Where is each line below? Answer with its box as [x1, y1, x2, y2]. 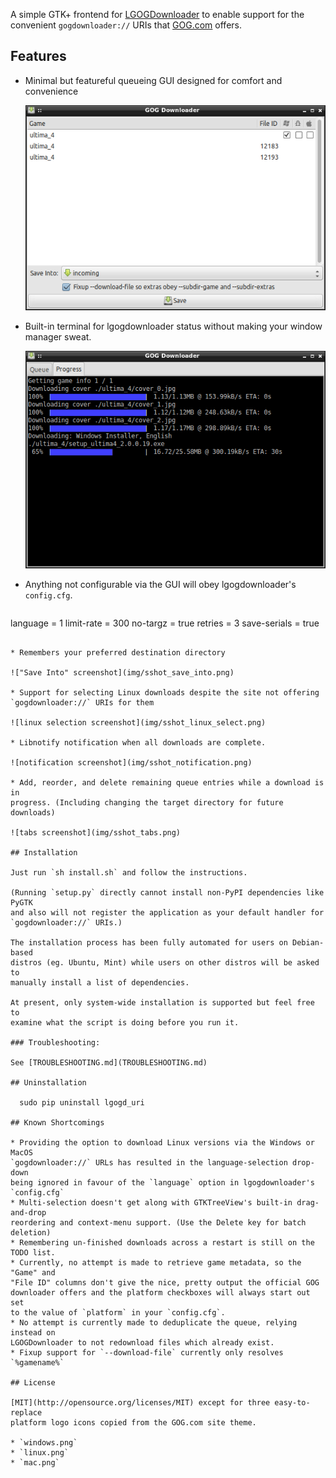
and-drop [10, 1208, 47, 1218]
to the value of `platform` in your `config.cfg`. [10, 1308, 226, 1318]
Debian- [292, 938, 325, 948]
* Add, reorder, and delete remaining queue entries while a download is [10, 778, 325, 788]
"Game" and [10, 1268, 56, 1278]
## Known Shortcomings [10, 1118, 105, 1128]
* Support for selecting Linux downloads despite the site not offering [10, 688, 320, 698]
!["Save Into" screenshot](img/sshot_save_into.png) [10, 668, 235, 678]
